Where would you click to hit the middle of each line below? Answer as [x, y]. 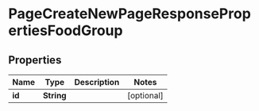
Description [97, 82]
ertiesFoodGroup [66, 31]
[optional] [145, 96]
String [54, 96]
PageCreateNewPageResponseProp [130, 14]
